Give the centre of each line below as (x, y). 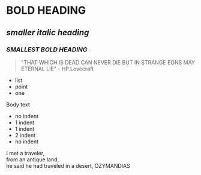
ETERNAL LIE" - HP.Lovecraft (57, 69)
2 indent (25, 135)
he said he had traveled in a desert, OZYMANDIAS (68, 165)
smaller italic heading (48, 33)
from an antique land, (33, 159)
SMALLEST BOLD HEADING (47, 50)
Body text (18, 105)
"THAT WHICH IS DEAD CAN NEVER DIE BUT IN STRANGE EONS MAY (108, 62)
